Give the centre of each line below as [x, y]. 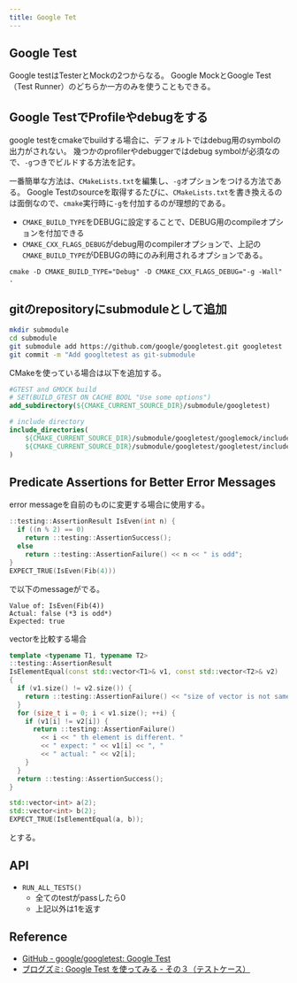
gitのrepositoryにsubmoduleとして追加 [118, 309]
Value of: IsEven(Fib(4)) [57, 606]
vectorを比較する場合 [48, 639]
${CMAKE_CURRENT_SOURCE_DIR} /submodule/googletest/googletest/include [158, 446]
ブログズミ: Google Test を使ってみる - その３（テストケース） [136, 969]
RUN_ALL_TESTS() [52, 887]
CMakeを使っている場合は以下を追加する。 [88, 372]
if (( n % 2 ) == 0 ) [51, 530]
